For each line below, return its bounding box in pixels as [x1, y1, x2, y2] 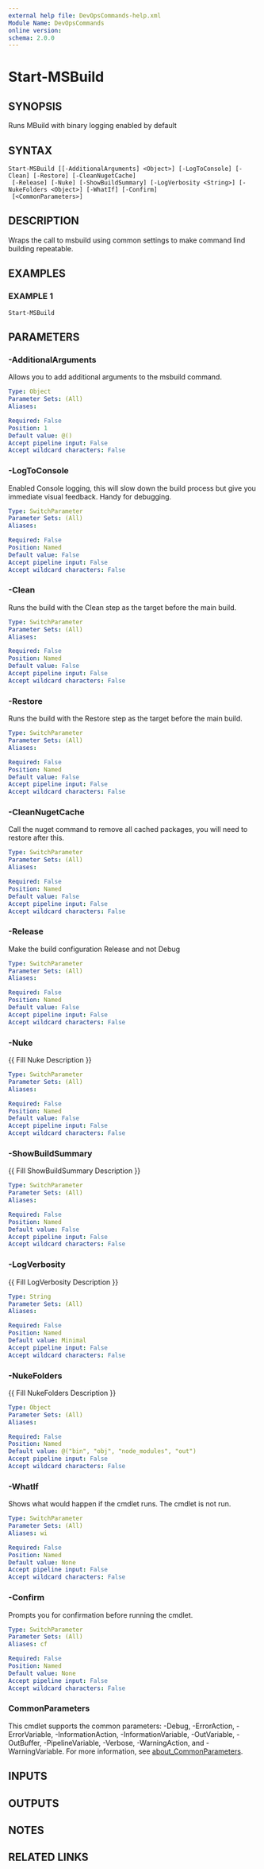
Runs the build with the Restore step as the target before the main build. [8, 713, 243, 724]
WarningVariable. [8, 1747, 65, 1756]
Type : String [8, 1292, 52, 1300]
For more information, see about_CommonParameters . [66, 1747, 243, 1756]
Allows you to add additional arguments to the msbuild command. [8, 372, 222, 382]
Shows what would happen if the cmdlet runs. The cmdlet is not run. [8, 1499, 231, 1509]
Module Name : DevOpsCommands [8, 19, 105, 27]
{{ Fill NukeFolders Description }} [8, 1388, 117, 1397]
